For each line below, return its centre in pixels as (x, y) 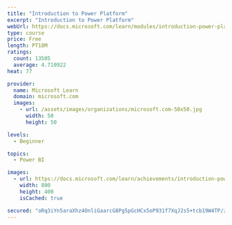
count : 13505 (32, 59)
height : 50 (41, 122)
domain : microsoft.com (46, 97)
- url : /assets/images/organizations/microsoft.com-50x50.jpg (111, 110)
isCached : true (41, 198)
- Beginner (29, 141)
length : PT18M (28, 46)
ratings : (20, 52)
